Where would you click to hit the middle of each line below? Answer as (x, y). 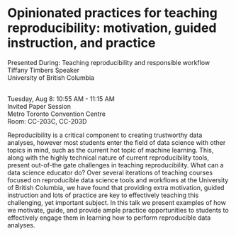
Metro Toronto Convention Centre (57, 114)
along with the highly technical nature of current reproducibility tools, (108, 158)
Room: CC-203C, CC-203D (47, 121)
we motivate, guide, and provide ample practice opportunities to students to (118, 210)
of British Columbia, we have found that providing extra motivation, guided (116, 187)
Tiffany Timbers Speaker (44, 70)
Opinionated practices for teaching (112, 13)
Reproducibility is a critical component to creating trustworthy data (105, 135)
